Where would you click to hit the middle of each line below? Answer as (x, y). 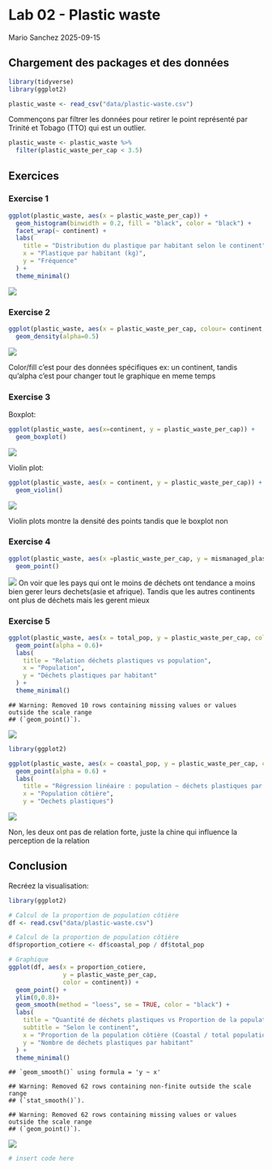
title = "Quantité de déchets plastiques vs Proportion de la (130, 1020)
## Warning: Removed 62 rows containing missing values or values (123, 1115)
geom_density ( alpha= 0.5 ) (57, 336)
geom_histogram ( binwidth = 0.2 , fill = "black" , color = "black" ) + (134, 223)
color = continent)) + (101, 982)
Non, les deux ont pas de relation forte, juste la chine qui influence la (123, 832)
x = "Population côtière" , (68, 794)
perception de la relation (49, 841)
